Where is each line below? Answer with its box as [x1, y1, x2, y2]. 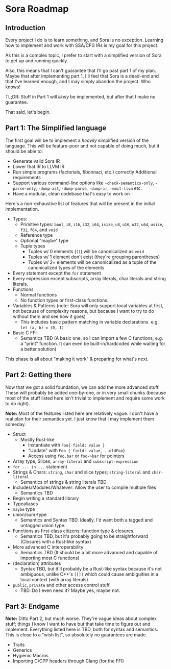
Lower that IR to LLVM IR [12, 163, 65, 169]
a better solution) [20, 345, 57, 352]
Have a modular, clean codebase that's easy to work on [12, 190, 130, 196]
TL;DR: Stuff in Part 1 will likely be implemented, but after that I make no [5, 94, 156, 100]
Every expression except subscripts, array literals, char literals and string [12, 275, 166, 281]
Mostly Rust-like [20, 436, 55, 442]
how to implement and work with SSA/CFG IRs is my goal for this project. [5, 42, 159, 48]
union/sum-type [12, 511, 47, 517]
